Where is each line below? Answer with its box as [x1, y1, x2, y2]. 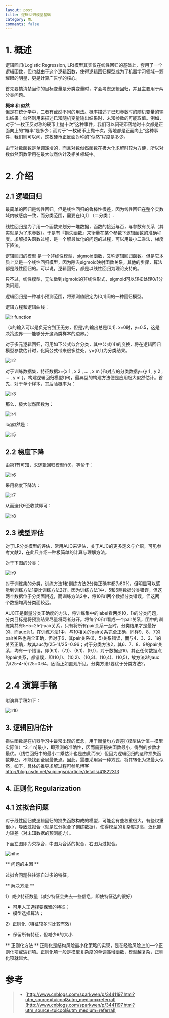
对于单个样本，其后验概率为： [14, 381, 76, 387]
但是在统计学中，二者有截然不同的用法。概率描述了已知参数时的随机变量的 [5, 109, 159, 115]
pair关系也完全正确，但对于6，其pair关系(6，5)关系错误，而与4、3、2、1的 [5, 635, 162, 641]
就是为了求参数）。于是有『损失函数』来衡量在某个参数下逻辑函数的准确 [9, 230, 157, 236]
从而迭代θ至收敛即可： [5, 503, 52, 508]
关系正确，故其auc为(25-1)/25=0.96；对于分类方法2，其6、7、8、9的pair [5, 641, 158, 647]
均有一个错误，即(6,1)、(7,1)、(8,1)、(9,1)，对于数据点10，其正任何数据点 [14, 647, 162, 653]
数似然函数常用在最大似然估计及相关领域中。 [5, 151, 98, 157]
